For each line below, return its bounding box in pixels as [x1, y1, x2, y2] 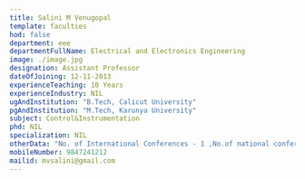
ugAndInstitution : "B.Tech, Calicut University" [9, 97, 197, 107]
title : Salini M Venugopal [9, 13, 112, 23]
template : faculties [9, 22, 88, 31]
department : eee [9, 38, 71, 48]
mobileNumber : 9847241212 [9, 147, 107, 156]
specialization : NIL [9, 131, 88, 140]
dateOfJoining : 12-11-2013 [9, 72, 112, 81]
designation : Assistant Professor [9, 64, 141, 73]
